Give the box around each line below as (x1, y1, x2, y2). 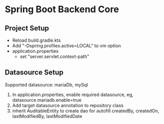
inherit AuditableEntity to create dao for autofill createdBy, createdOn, (12, 108, 159, 114)
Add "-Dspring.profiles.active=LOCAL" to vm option (12, 43, 121, 49)
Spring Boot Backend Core (5, 4, 120, 15)
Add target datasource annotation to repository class (12, 102, 124, 108)
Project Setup (5, 24, 50, 33)
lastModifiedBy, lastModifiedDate (12, 113, 82, 119)
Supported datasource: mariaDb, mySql (5, 81, 88, 87)
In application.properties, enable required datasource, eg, (12, 91, 134, 98)
